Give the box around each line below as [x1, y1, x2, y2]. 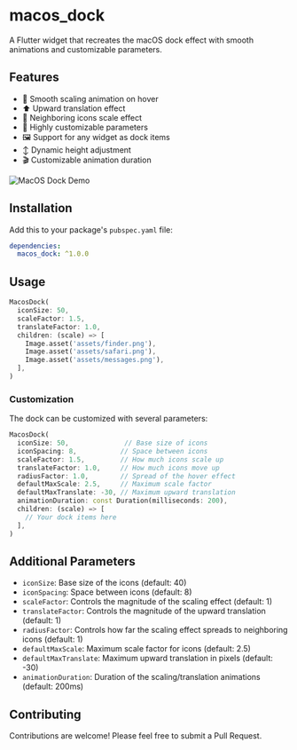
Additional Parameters [9, 554, 136, 569]
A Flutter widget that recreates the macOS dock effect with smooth [9, 35, 254, 45]
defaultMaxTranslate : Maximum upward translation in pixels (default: [21, 653, 273, 664]
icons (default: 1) [21, 634, 83, 644]
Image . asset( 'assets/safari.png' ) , [25, 347, 157, 356]
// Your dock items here [25, 512, 117, 522]
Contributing [9, 707, 82, 722]
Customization [9, 392, 74, 405]
